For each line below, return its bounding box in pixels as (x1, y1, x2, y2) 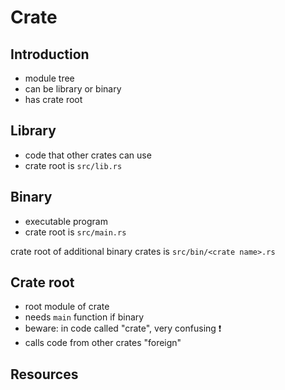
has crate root (24, 94, 83, 105)
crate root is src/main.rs (24, 226, 127, 238)
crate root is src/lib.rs (24, 159, 123, 171)
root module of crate (24, 301, 110, 313)
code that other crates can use (24, 149, 152, 161)
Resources (10, 366, 79, 383)
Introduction (10, 46, 90, 63)
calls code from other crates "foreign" (24, 337, 182, 349)
